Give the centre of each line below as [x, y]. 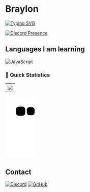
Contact [18, 172]
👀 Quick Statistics [28, 75]
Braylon [22, 9]
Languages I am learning [45, 49]
